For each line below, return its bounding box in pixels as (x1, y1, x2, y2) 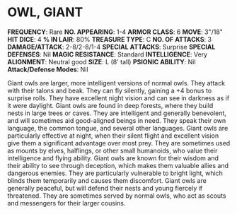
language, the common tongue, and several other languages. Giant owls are (7, 124, 229, 132)
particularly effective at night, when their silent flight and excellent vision (7, 131, 219, 140)
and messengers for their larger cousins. (7, 198, 126, 207)
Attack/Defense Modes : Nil (7, 65, 88, 73)
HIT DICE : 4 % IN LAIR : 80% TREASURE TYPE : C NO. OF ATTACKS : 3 (7, 35, 212, 43)
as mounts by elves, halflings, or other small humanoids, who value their (7, 146, 218, 155)
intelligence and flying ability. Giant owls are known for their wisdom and (7, 153, 219, 162)
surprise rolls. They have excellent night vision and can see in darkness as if (7, 93, 230, 102)
